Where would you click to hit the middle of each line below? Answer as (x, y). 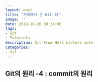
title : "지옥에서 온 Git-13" (33, 15)
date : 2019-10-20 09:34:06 (33, 24)
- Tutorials (18, 38)
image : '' (16, 19)
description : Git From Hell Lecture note (49, 43)
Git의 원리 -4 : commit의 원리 (49, 73)
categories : (18, 47)
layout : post (19, 10)
